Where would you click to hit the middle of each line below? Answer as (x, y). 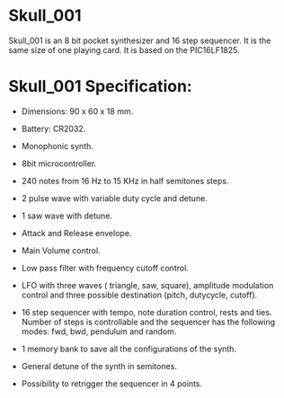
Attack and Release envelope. (76, 233)
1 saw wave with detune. (67, 216)
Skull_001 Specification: (100, 87)
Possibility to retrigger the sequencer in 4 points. (112, 384)
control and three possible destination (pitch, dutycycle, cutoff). (139, 295)
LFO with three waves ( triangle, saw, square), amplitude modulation (147, 285)
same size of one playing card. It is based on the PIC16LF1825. (124, 49)
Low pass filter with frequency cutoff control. (105, 268)
